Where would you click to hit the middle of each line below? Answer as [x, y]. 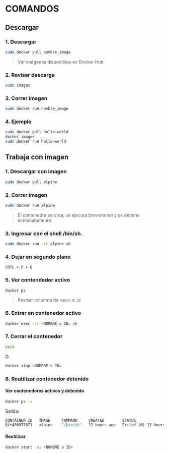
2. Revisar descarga [30, 75]
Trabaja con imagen [37, 157]
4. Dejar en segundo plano [38, 257]
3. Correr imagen [26, 98]
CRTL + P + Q [19, 267]
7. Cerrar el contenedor [34, 336]
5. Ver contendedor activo [38, 280]
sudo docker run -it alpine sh [38, 244]
